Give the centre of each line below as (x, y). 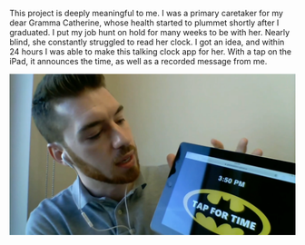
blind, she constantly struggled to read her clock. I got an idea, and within (147, 42)
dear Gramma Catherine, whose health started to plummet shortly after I (144, 23)
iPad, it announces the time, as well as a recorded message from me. (138, 61)
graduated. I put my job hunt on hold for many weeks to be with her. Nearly (150, 32)
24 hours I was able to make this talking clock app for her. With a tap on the (151, 52)
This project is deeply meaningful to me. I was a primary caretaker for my (147, 13)
